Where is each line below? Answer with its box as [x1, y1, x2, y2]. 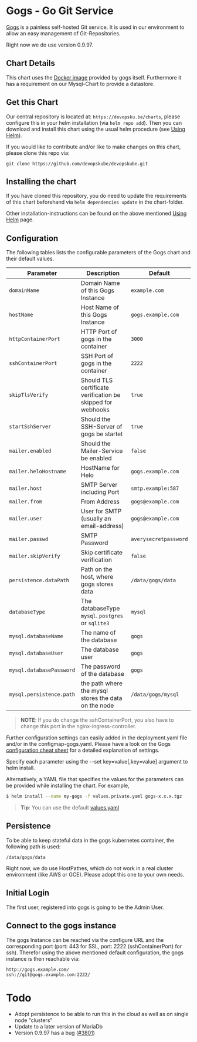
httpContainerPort [9, 336, 60, 343]
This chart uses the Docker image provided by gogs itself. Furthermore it [6, 74, 182, 81]
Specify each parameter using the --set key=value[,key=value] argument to [6, 758, 188, 765]
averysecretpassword [131, 536, 188, 543]
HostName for [81, 464, 120, 472]
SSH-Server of [81, 423, 123, 431]
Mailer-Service [81, 447, 123, 455]
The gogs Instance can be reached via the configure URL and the [6, 936, 164, 943]
